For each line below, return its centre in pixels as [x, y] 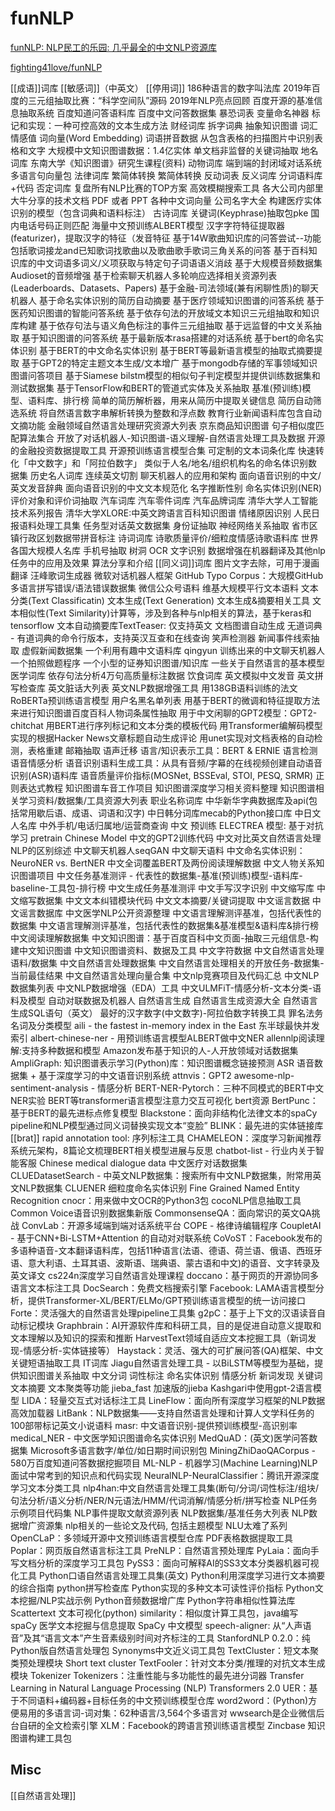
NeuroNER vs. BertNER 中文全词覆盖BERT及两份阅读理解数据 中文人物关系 [163, 863]
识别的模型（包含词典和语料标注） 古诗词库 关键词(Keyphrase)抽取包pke [159, 213]
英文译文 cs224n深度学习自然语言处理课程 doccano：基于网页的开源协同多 [165, 1275]
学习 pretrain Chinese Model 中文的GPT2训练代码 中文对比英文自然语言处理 [166, 838]
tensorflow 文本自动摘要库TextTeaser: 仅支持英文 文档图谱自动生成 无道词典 [166, 625]
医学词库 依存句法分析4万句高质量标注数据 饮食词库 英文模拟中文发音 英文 [162, 675]
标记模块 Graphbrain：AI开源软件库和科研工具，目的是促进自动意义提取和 [170, 1325]
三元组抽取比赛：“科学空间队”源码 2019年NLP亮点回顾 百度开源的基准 [171, 100]
